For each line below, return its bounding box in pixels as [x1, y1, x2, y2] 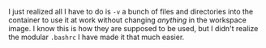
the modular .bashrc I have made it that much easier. [8, 32, 185, 42]
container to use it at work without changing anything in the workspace [8, 15, 247, 25]
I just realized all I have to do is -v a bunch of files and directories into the [8, 7, 254, 16]
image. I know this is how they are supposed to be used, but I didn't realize [8, 24, 259, 33]
